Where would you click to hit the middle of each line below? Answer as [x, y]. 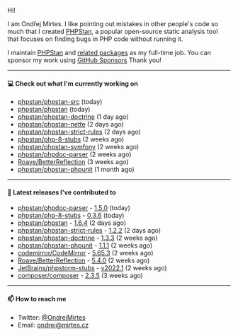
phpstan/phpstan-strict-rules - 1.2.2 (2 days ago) [89, 231]
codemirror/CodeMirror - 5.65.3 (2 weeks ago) [85, 253]
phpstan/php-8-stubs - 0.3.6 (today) [71, 216]
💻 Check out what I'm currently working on [73, 83]
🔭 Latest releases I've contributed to [62, 192]
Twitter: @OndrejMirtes [52, 317]
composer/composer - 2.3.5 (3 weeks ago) [80, 276]
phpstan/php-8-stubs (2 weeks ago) [71, 139]
